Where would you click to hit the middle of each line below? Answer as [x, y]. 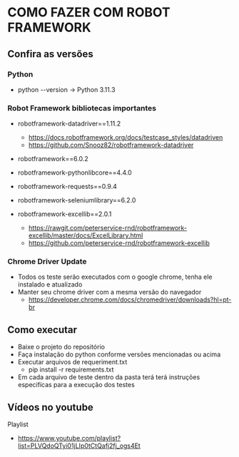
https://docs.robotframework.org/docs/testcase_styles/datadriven [126, 138]
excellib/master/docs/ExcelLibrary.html [86, 235]
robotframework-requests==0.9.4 [67, 187]
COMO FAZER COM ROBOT [89, 12]
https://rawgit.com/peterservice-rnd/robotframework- [108, 228]
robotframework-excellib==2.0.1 [65, 214]
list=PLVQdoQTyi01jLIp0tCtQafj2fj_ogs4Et [79, 446]
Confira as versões [51, 54]
